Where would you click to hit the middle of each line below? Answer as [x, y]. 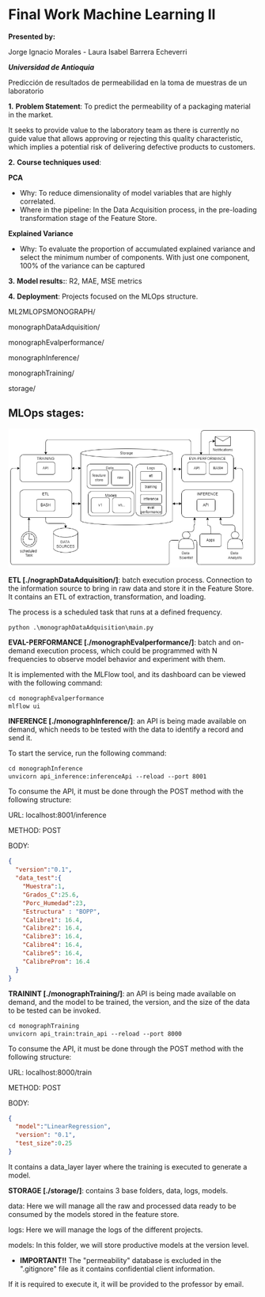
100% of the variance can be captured [82, 265]
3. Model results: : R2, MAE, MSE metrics [75, 281]
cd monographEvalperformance [56, 698]
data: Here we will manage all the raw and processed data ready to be [122, 1206]
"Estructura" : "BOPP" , [62, 911]
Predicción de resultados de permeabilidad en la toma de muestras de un [128, 82]
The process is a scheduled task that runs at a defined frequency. [115, 612]
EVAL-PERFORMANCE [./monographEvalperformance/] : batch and [119, 642]
